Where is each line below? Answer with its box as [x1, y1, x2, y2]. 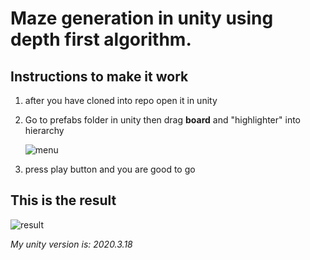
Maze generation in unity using [10, 7, 274, 30]
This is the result [10, 192, 117, 209]
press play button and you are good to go [24, 163, 196, 175]
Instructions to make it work [10, 68, 189, 85]
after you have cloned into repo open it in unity [24, 95, 218, 106]
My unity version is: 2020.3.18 [10, 238, 133, 250]
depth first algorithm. [10, 28, 192, 51]
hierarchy [24, 125, 65, 136]
